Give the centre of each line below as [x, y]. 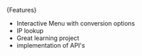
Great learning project [48, 38]
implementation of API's [51, 45]
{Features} [22, 10]
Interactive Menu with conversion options [76, 23]
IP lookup [30, 31]
